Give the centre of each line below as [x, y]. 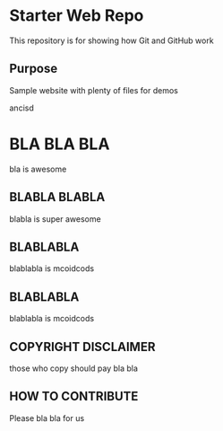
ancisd [21, 108]
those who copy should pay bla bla [74, 368]
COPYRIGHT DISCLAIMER [82, 347]
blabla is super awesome [55, 219]
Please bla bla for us [47, 418]
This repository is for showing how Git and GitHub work [111, 40]
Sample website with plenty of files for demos [94, 90]
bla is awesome [38, 169]
